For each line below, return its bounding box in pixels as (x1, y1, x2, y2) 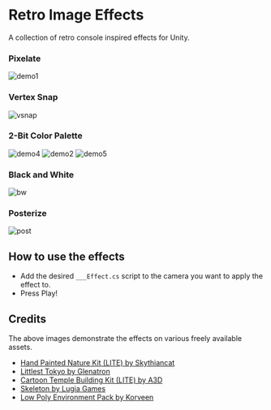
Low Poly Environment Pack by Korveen (19, 392, 154, 403)
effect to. (19, 280, 51, 290)
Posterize (8, 208, 47, 219)
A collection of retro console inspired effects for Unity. (8, 32, 190, 42)
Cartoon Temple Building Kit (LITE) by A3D (19, 375, 163, 385)
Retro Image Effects (8, 6, 144, 24)
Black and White (8, 169, 75, 180)
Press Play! (19, 288, 58, 298)
